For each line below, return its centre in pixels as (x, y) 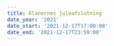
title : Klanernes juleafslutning (55, 13)
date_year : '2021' (33, 20)
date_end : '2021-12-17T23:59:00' (55, 32)
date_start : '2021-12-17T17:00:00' (58, 26)
